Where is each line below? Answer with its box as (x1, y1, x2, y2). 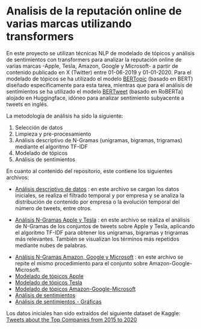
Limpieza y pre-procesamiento (14, 130, 91, 137)
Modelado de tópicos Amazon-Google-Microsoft (14, 285, 136, 292)
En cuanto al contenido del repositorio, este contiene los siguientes (6, 167, 173, 175)
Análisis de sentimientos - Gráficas (14, 298, 102, 305)
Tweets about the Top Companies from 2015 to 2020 (6, 316, 137, 323)
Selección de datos (14, 124, 63, 131)
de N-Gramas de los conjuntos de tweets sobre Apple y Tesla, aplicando (14, 222, 195, 229)
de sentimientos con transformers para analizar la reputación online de (6, 56, 182, 63)
